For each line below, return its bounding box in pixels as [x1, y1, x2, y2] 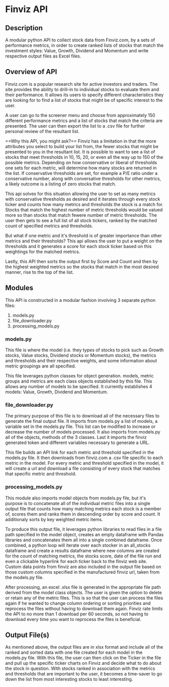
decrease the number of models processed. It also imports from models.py [5, 429, 160, 435]
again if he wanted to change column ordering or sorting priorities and [5, 600, 151, 606]
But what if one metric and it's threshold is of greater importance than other [5, 232, 162, 238]
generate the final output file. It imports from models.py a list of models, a [5, 418, 158, 424]
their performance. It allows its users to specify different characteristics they [5, 92, 164, 98]
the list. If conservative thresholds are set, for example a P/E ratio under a [5, 170, 158, 176]
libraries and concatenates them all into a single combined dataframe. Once [5, 537, 162, 543]
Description [5, 24, 43, 32]
